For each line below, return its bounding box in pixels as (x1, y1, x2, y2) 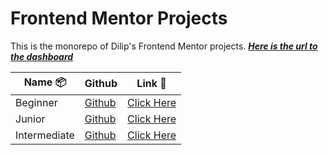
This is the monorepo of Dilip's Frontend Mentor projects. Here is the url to (10, 40, 318, 52)
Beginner (15, 95, 58, 109)
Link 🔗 (136, 77, 167, 91)
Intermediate (15, 128, 75, 142)
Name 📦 (23, 75, 67, 89)
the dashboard (10, 50, 74, 62)
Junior (15, 112, 46, 126)
